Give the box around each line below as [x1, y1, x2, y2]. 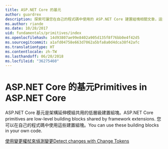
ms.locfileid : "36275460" [5, 58, 59, 63]
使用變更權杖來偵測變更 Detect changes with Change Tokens [5, 138, 129, 144]
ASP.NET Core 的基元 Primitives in [5, 81, 147, 93]
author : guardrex [5, 12, 41, 17]
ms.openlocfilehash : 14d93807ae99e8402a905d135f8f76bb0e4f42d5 [5, 35, 140, 40]
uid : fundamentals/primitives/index [5, 30, 81, 35]
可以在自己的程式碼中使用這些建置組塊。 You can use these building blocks [5, 122, 159, 128]
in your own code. [5, 128, 42, 134]
